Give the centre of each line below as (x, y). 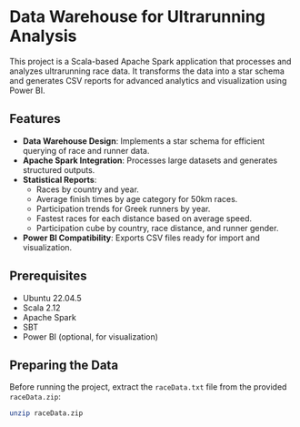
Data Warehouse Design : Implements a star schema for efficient (144, 141)
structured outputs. (59, 169)
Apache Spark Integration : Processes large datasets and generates (150, 160)
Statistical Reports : (60, 179)
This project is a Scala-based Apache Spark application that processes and (150, 61)
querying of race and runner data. (86, 150)
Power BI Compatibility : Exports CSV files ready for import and (141, 238)
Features (35, 119)
